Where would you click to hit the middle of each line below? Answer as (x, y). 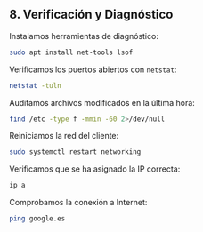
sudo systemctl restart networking (75, 152)
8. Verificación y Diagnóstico (91, 15)
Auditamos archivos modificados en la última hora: (102, 102)
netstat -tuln (36, 85)
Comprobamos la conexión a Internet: (78, 203)
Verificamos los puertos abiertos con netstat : (93, 69)
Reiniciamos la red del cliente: (64, 136)
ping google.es (37, 219)
